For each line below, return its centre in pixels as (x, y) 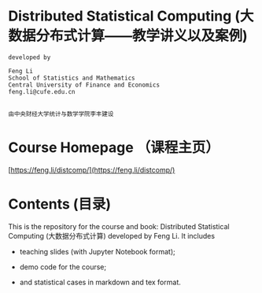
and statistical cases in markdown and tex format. (100, 282)
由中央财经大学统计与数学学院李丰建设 (61, 114)
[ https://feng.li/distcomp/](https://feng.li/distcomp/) (92, 169)
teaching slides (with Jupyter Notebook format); (97, 251)
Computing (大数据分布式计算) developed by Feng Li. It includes (111, 236)
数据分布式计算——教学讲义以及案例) (128, 36)
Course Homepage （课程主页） (114, 148)
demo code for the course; (63, 267)
